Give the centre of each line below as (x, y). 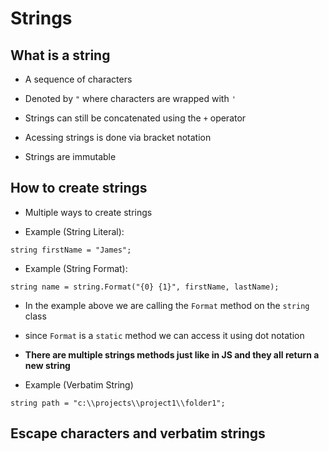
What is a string (60, 55)
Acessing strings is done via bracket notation (118, 137)
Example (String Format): (76, 268)
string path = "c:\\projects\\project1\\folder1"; (118, 403)
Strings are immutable (70, 156)
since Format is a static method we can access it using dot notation (164, 335)
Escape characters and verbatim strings (138, 433)
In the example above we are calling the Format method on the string (167, 305)
